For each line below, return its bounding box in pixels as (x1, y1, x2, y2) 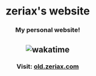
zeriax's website (5, 4, 90, 18)
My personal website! (15, 26, 80, 34)
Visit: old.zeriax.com (16, 62, 79, 71)
